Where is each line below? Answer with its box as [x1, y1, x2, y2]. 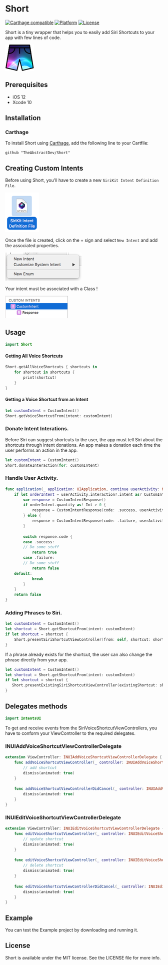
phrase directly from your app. [5, 656, 68, 663]
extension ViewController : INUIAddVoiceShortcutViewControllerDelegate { [5, 755, 162, 760]
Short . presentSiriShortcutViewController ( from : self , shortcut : [14, 637, 151, 642]
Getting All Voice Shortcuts [5, 353, 63, 359]
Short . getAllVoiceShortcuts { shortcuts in [5, 365, 97, 370]
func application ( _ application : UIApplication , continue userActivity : [5, 486, 160, 492]
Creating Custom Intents [5, 164, 83, 173]
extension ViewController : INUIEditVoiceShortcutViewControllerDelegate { [5, 826, 164, 831]
